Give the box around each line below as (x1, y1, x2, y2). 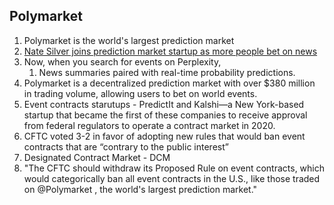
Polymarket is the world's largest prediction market (23, 34, 235, 46)
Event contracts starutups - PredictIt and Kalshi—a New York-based (23, 98, 305, 110)
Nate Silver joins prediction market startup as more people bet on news (23, 45, 318, 57)
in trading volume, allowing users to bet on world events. (23, 87, 258, 99)
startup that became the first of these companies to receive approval (23, 109, 308, 121)
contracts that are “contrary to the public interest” (23, 140, 229, 153)
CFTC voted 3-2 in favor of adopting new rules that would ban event (23, 130, 306, 142)
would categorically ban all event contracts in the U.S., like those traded (23, 172, 321, 184)
